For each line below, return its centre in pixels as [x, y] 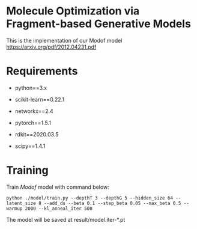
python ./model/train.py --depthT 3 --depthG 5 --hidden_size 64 [89, 198]
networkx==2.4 [34, 111]
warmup [14, 209]
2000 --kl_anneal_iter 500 [59, 209]
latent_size [21, 203]
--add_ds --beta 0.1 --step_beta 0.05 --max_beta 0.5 [113, 203]
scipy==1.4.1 [30, 146]
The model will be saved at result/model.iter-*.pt [66, 219]
